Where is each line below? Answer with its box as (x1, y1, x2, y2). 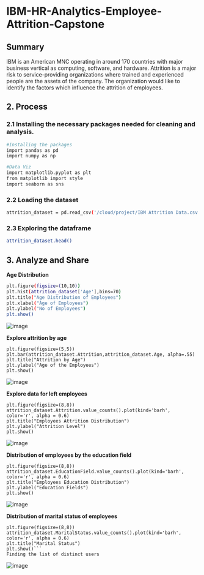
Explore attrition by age (6, 334, 67, 342)
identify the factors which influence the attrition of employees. (6, 84, 163, 91)
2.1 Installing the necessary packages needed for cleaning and (6, 120, 195, 129)
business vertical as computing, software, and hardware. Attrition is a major (6, 64, 197, 72)
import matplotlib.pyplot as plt (6, 170, 92, 176)
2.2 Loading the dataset (6, 195, 79, 204)
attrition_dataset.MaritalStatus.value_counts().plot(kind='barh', (6, 530, 182, 536)
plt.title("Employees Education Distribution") (6, 479, 130, 486)
